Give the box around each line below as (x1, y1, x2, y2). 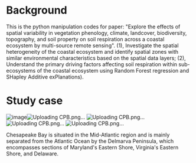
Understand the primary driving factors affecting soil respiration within (6, 60, 178, 68)
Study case (6, 94, 63, 107)
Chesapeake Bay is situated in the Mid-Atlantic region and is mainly (6, 131, 170, 138)
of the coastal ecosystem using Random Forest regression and (37, 67, 190, 74)
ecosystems (6, 67, 36, 74)
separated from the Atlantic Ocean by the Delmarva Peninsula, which (6, 137, 174, 145)
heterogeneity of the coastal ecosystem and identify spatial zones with (6, 48, 179, 55)
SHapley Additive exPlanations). (6, 73, 84, 80)
